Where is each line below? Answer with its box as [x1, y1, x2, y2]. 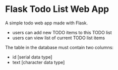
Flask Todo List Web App [5, 3, 109, 15]
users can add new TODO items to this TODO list [12, 29, 112, 35]
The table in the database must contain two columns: [5, 44, 114, 50]
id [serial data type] [12, 54, 53, 60]
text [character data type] [12, 59, 65, 65]
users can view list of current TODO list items [12, 35, 105, 41]
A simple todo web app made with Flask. [5, 20, 88, 26]
